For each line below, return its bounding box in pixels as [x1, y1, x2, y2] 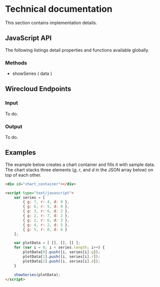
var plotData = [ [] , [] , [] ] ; [14, 240, 80, 246]
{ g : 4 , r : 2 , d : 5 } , [23, 223, 70, 227]
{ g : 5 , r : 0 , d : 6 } [23, 227, 68, 232]
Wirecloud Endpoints [5, 85, 72, 93]
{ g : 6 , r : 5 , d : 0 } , [23, 204, 70, 209]
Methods [5, 59, 27, 66]
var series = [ [14, 195, 45, 200]
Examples [5, 149, 36, 157]
